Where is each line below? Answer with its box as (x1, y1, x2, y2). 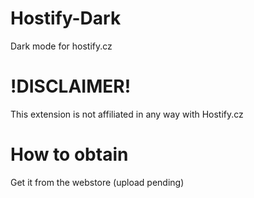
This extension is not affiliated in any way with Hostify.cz (10, 108, 244, 120)
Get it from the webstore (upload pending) (10, 176, 185, 188)
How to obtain (10, 143, 129, 166)
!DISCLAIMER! (10, 75, 132, 98)
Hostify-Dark (10, 7, 122, 30)
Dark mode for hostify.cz (10, 40, 113, 52)
